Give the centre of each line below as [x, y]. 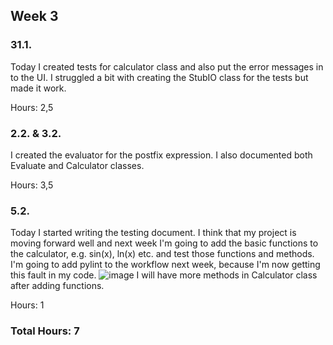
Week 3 [34, 16]
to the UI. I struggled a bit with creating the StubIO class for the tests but [159, 77]
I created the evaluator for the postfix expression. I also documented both [161, 155]
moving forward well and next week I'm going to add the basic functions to [164, 243]
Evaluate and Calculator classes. [77, 165]
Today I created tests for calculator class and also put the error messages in [167, 66]
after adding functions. [57, 286]
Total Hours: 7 [45, 331]
